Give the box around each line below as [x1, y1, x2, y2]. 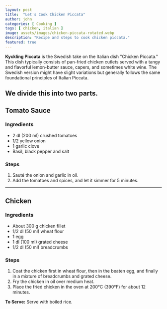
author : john [5, 16, 32, 21]
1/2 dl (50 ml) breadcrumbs [12, 244, 68, 250]
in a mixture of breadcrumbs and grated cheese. [12, 273, 112, 280]
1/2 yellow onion [12, 138, 46, 144]
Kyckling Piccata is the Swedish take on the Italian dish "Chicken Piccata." [5, 53, 158, 59]
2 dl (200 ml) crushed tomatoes [12, 132, 78, 138]
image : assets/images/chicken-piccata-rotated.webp [5, 30, 114, 35]
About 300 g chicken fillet [12, 223, 66, 229]
